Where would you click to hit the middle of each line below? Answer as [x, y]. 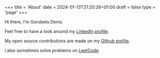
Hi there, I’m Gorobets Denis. [34, 22]
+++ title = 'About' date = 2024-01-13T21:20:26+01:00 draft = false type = [80, 7]
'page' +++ [16, 12]
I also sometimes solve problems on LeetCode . [52, 50]
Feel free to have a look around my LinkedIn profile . [57, 31]
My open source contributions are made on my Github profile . [67, 41]
